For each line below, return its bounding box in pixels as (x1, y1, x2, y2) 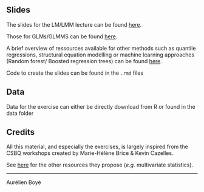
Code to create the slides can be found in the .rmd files (6, 69, 144, 77)
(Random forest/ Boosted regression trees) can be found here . (6, 57, 163, 64)
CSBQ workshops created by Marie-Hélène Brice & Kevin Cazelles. (6, 149, 174, 157)
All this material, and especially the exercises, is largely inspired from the (6, 143, 188, 151)
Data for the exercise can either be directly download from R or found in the (6, 103, 195, 110)
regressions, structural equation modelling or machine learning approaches (6, 51, 195, 58)
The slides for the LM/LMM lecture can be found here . (6, 21, 142, 28)
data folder (6, 109, 34, 117)
